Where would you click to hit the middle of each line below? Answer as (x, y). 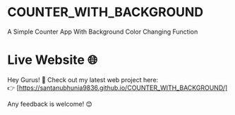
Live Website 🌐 (52, 60)
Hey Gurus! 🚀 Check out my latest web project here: (83, 80)
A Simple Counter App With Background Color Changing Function (103, 32)
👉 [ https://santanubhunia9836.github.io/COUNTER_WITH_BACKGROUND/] (117, 88)
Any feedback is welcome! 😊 (50, 104)
